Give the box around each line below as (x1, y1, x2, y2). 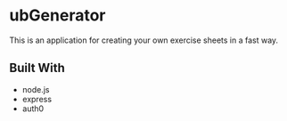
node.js (21, 84, 51, 94)
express (21, 93, 52, 104)
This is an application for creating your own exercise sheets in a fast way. (9, 35, 279, 45)
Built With (9, 60, 65, 76)
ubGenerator (9, 5, 106, 26)
